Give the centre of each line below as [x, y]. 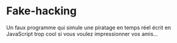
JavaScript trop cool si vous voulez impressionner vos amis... [82, 33]
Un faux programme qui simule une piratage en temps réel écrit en [89, 27]
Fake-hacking [42, 11]
